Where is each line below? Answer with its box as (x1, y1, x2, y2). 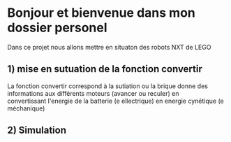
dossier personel (7, 20, 107, 36)
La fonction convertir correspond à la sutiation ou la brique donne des (7, 82, 208, 90)
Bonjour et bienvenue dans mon (7, 5, 195, 21)
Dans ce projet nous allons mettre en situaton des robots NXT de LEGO (7, 43, 211, 51)
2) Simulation (7, 125, 67, 136)
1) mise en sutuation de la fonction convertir (7, 63, 202, 75)
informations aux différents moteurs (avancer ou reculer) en (7, 89, 179, 97)
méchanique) (7, 104, 45, 113)
